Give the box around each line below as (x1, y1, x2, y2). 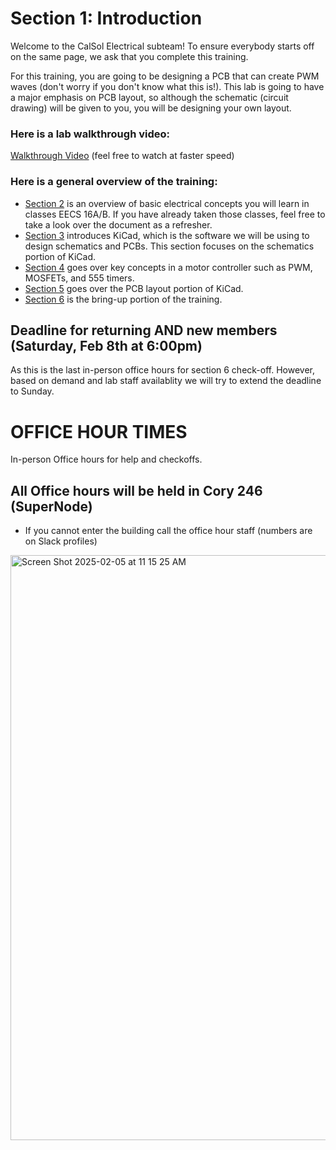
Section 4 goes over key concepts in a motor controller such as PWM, (24, 261, 313, 273)
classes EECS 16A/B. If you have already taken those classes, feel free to (24, 208, 326, 220)
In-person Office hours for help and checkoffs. (10, 453, 203, 466)
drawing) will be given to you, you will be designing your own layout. (10, 102, 292, 114)
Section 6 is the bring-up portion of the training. (24, 293, 223, 305)
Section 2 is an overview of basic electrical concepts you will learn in (24, 197, 310, 209)
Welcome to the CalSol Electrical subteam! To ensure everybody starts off (10, 40, 315, 52)
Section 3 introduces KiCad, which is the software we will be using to (24, 229, 310, 241)
